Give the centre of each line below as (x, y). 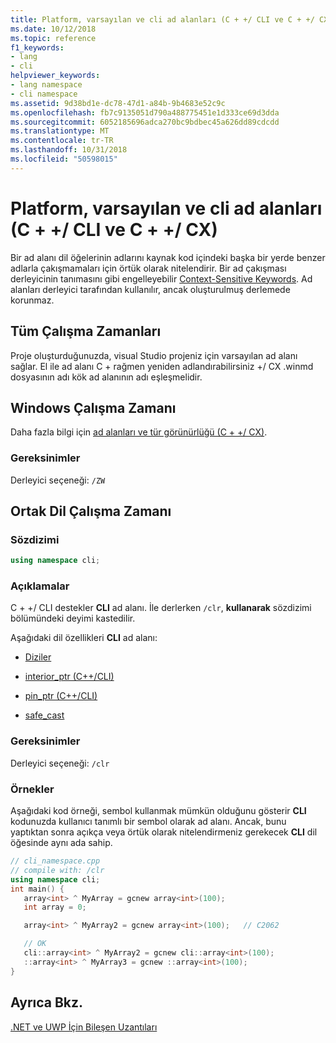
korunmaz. (32, 300)
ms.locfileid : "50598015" (64, 159)
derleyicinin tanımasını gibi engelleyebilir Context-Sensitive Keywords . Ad (161, 278)
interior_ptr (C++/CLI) (69, 677)
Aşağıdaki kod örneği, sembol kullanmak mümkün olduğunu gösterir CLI (158, 811)
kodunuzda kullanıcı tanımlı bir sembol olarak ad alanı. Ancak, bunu (148, 822)
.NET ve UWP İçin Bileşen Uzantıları (84, 1027)
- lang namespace (46, 85)
